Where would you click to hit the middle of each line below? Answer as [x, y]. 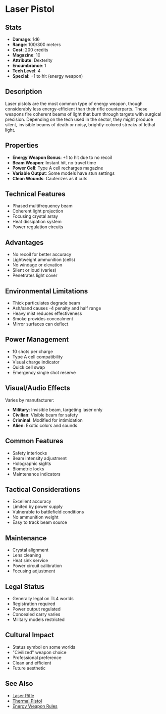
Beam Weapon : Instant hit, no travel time [54, 162]
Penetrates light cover [35, 275]
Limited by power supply [37, 507]
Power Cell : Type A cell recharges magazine [58, 168]
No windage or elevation [37, 265]
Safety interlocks [29, 453]
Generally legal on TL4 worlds [43, 598]
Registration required [34, 604]
